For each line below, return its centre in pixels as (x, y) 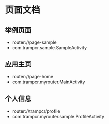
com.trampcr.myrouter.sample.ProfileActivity (58, 116)
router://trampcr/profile (36, 111)
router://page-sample (34, 42)
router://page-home (33, 76)
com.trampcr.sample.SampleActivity (50, 47)
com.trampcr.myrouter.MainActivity (49, 82)
